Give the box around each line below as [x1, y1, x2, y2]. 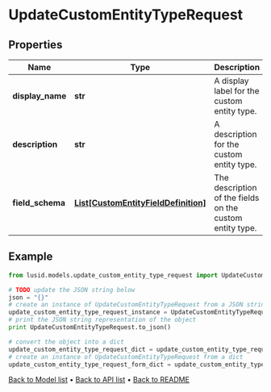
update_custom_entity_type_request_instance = [8, 308, 168, 316]
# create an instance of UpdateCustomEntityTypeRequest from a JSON [8, 301, 244, 309]
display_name [12, 90, 67, 102]
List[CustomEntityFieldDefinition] [73, 198, 206, 208]
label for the [213, 85, 260, 96]
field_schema [12, 198, 66, 208]
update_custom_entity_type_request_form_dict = [8, 361, 172, 369]
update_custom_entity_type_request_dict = [8, 345, 153, 353]
